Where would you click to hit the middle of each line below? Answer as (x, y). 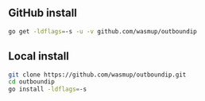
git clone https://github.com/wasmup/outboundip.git (97, 75)
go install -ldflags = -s (48, 89)
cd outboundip (32, 82)
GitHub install (43, 13)
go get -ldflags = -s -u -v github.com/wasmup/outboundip (102, 31)
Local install (39, 56)
